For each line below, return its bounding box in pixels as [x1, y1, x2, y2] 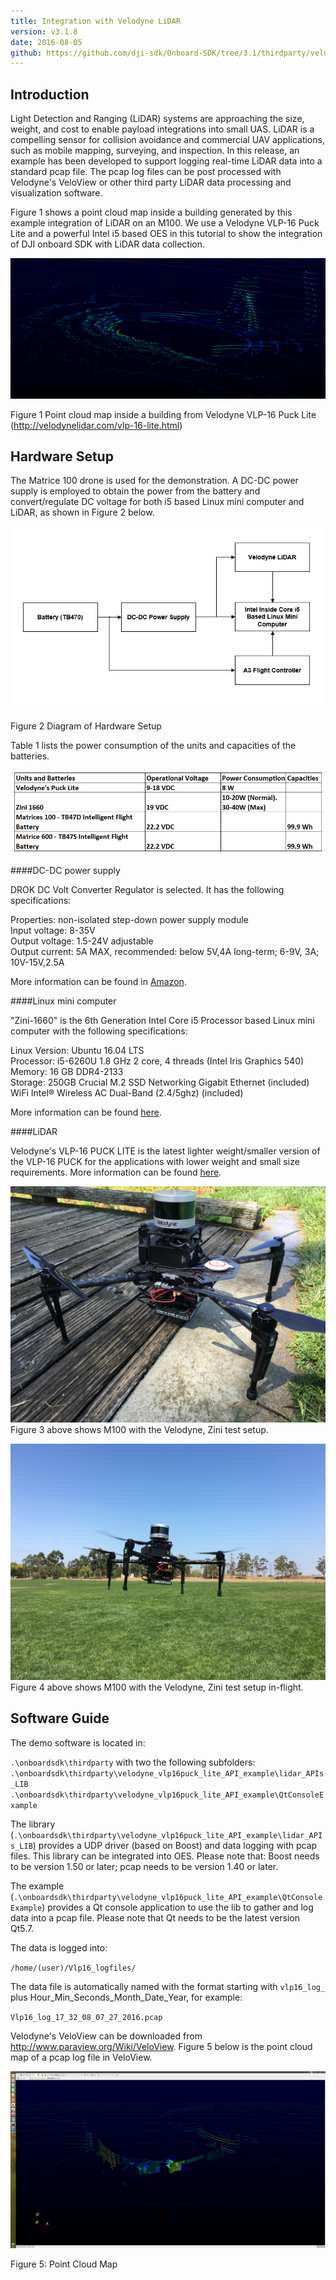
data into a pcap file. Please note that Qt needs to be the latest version [10, 1911, 301, 1924]
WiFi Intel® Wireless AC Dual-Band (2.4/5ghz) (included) [10, 1086, 244, 1099]
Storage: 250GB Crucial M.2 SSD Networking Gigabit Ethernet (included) [10, 1076, 310, 1088]
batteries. [10, 750, 50, 762]
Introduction [10, 86, 90, 103]
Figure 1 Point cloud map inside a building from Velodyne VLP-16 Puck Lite [10, 408, 317, 420]
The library [10, 1818, 56, 1830]
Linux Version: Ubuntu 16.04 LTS [10, 1044, 145, 1056]
